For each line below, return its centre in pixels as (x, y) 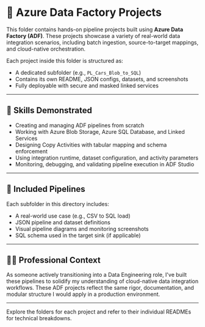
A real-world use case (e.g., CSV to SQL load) (73, 216)
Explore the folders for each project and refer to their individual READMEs (99, 312)
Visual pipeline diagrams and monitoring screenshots (82, 229)
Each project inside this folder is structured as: (65, 61)
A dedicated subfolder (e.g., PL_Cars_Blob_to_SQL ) (78, 72)
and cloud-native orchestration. (46, 49)
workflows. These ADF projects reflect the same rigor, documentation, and (100, 288)
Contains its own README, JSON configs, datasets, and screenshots (102, 79)
